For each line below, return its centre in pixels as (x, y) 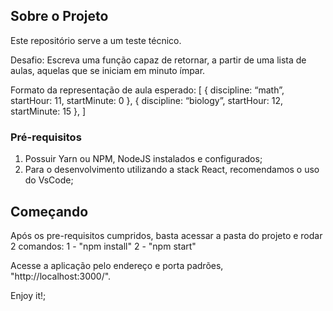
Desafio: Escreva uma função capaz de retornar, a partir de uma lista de (158, 60)
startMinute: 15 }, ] (48, 111)
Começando (49, 211)
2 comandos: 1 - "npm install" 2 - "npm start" (103, 246)
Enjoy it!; (28, 295)
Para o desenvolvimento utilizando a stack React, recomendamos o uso (172, 170)
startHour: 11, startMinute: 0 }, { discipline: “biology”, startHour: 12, (146, 100)
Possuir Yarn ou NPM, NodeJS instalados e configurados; (143, 159)
